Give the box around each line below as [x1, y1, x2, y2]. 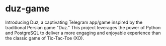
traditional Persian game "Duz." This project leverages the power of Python [5, 24, 161, 30]
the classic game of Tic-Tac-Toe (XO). [5, 35, 85, 41]
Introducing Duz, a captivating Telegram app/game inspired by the [5, 19, 143, 25]
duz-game [5, 3, 50, 14]
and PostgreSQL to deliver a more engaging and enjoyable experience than [5, 30, 161, 36]
